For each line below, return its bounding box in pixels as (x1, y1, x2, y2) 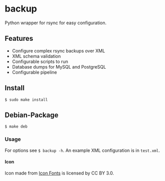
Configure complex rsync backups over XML (12, 47, 105, 53)
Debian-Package (5, 110, 59, 119)
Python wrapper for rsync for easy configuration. (5, 20, 107, 26)
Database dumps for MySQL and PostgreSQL (12, 64, 106, 70)
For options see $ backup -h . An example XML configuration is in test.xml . (5, 147, 160, 153)
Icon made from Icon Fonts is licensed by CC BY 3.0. (5, 170, 115, 176)
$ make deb (5, 124, 28, 129)
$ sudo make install (5, 97, 48, 102)
